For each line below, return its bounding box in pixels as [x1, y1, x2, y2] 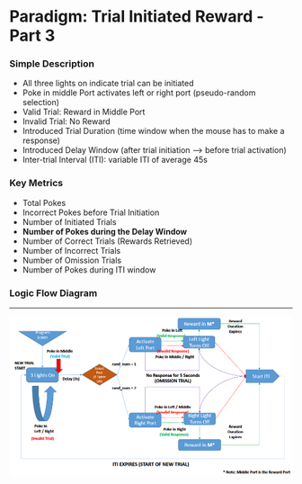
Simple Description [9, 58, 94, 70]
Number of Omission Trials [22, 255, 122, 265]
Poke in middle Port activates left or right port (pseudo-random [22, 87, 256, 98]
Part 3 [9, 25, 56, 46]
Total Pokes [22, 197, 67, 208]
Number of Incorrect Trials [22, 245, 121, 255]
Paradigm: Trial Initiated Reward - [9, 6, 264, 27]
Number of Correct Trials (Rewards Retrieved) [22, 236, 193, 246]
